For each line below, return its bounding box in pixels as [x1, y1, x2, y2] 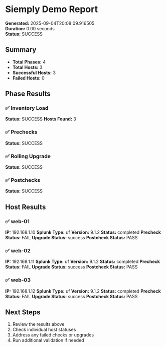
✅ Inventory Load [5, 105, 49, 112]
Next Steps [5, 308, 41, 316]
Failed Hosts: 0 [12, 75, 45, 81]
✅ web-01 [5, 218, 30, 225]
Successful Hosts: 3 [12, 70, 56, 76]
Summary [5, 45, 37, 54]
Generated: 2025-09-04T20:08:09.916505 [5, 20, 95, 26]
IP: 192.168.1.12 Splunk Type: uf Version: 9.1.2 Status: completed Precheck [5, 288, 161, 294]
